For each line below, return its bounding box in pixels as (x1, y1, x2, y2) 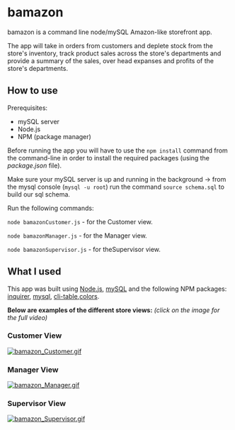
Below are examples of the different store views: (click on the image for (7, 306, 220, 314)
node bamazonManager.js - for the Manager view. (7, 231, 147, 240)
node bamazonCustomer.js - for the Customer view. (7, 217, 154, 226)
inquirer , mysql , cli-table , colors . (7, 292, 100, 300)
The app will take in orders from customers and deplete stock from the (7, 41, 214, 50)
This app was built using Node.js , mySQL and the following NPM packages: (7, 285, 227, 293)
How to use (7, 84, 58, 97)
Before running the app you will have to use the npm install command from (7, 146, 228, 155)
